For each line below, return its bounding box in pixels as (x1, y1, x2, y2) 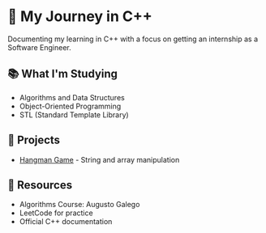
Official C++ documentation (19, 217, 113, 227)
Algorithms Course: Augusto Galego (19, 200, 140, 210)
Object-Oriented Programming (19, 101, 122, 111)
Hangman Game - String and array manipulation (19, 155, 180, 164)
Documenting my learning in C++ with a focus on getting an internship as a (7, 34, 259, 44)
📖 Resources (7, 178, 73, 192)
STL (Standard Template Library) (19, 109, 129, 120)
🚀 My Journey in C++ (7, 7, 152, 26)
